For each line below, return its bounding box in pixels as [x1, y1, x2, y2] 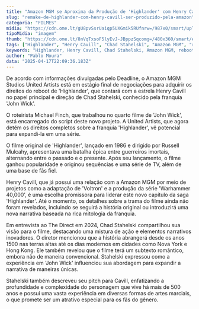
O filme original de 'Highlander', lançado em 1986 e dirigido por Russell [6, 142, 179, 149]
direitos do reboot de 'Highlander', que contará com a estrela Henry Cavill [6, 87, 186, 94]
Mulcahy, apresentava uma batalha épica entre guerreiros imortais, [6, 148, 170, 155]
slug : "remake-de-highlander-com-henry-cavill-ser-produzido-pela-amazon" [6, 14, 195, 20]
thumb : [6, 36, 23, 42]
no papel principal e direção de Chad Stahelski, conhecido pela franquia [6, 93, 182, 101]
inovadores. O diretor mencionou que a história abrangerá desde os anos [6, 234, 185, 241]
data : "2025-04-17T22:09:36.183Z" [6, 58, 92, 64]
